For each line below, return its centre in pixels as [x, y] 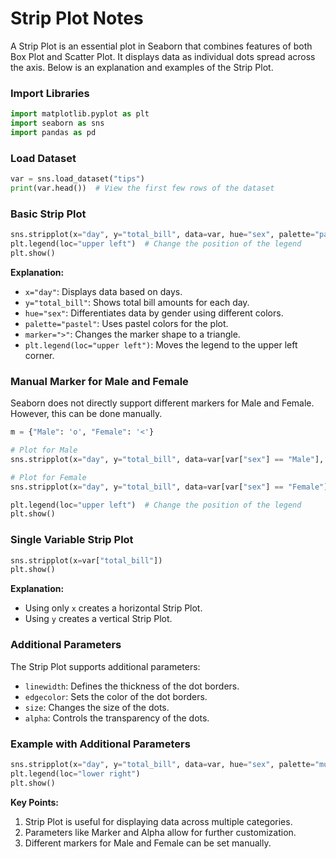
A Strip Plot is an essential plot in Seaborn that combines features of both [161, 46]
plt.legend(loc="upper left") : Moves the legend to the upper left [161, 344]
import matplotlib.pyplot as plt [80, 114]
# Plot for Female [48, 477]
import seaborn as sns [57, 123]
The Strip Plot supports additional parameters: [105, 666]
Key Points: [34, 802]
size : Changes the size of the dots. [97, 707]
